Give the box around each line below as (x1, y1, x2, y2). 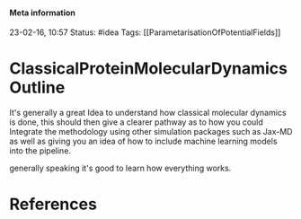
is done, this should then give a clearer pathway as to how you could (9, 117, 263, 127)
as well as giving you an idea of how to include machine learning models (9, 136, 278, 147)
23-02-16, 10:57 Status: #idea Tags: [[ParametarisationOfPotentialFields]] (9, 27, 281, 38)
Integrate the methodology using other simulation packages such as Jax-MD (9, 127, 293, 137)
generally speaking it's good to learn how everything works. (9, 162, 232, 174)
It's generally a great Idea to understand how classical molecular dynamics (9, 108, 287, 118)
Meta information (9, 7, 76, 18)
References (9, 194, 97, 215)
